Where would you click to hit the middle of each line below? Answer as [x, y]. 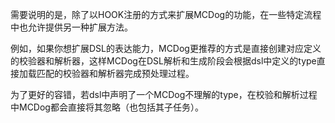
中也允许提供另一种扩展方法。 [71, 27]
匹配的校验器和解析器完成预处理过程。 [115, 73]
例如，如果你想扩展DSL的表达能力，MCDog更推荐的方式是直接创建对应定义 [166, 48]
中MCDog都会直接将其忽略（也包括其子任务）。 [107, 107]
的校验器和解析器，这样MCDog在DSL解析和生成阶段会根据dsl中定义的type [163, 61]
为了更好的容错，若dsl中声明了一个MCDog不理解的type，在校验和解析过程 [164, 94]
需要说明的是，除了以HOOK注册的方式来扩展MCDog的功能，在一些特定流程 [166, 14]
